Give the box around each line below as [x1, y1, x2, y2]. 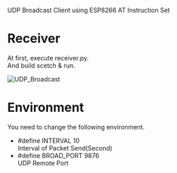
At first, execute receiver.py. [7, 53, 90, 62]
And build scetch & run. [7, 61, 75, 70]
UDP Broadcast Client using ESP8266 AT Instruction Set [7, 6, 171, 14]
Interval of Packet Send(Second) [17, 143, 113, 152]
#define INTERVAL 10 [17, 136, 80, 145]
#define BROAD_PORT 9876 [17, 151, 100, 160]
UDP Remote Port [17, 158, 69, 167]
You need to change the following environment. [7, 122, 145, 131]
